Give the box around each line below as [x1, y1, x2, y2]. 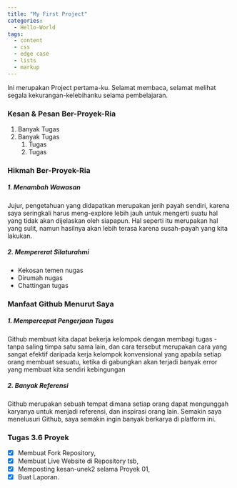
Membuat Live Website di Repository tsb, [17, 457, 139, 465]
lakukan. [7, 231, 33, 240]
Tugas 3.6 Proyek [7, 432, 69, 442]
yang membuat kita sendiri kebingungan [7, 365, 126, 374]
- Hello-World [14, 24, 56, 31]
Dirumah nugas [17, 273, 63, 282]
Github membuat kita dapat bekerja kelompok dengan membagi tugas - [7, 334, 218, 343]
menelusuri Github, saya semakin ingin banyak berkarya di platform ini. [7, 414, 216, 423]
